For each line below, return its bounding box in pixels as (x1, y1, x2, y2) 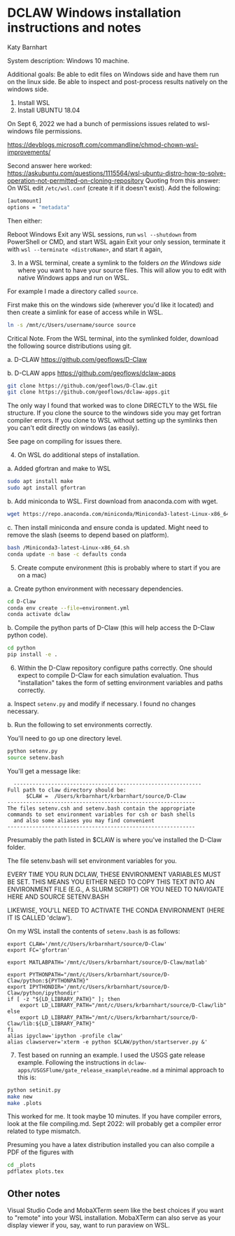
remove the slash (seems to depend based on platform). (7, 531, 169, 539)
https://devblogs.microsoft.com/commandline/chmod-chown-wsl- (7, 140, 199, 148)
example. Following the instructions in (17, 1058, 127, 1067)
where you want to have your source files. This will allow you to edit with (17, 266, 227, 274)
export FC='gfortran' (7, 946, 71, 953)
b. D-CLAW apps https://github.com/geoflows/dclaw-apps (7, 369, 176, 377)
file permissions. (34, 127, 83, 135)
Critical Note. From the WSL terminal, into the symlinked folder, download (7, 334, 219, 342)
